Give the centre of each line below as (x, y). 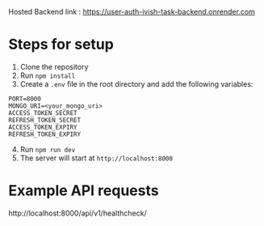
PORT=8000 (25, 99)
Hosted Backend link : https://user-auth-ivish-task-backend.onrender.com (132, 12)
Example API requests (84, 191)
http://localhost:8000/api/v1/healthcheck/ (78, 213)
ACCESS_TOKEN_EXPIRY (43, 127)
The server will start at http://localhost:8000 (96, 158)
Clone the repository (54, 66)
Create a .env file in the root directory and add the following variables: (136, 83)
